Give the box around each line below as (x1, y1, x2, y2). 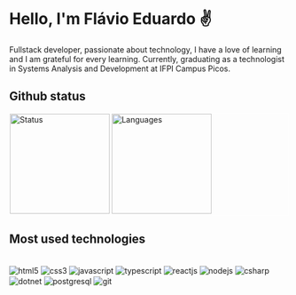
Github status (9, 89, 86, 104)
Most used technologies (9, 232, 146, 247)
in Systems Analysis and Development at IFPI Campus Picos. (9, 63, 230, 74)
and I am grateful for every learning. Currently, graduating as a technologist (9, 53, 285, 64)
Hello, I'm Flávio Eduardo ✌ (9, 9, 213, 29)
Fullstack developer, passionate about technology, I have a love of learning (9, 44, 282, 55)
